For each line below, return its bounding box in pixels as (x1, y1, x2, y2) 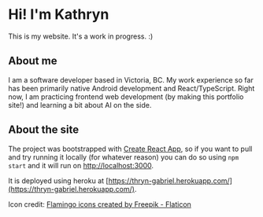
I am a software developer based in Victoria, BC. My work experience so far (8, 75, 254, 84)
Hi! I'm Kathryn (8, 6, 109, 24)
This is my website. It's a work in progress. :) (8, 31, 154, 41)
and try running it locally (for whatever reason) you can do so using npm (8, 152, 239, 162)
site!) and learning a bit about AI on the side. (8, 100, 152, 109)
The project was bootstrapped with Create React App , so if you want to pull (8, 144, 253, 153)
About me (8, 54, 57, 68)
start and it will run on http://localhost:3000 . (8, 160, 154, 170)
